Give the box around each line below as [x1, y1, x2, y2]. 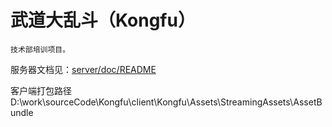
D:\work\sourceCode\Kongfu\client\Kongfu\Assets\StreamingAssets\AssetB [10, 96, 323, 108]
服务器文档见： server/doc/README [10, 63, 157, 75]
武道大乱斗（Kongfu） [10, 9, 196, 32]
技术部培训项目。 [10, 44, 71, 55]
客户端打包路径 [10, 84, 72, 96]
